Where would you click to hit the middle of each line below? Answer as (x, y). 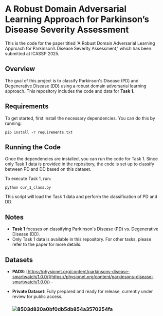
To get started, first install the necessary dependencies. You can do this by (80, 118)
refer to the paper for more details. (47, 244)
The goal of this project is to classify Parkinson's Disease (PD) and (72, 80)
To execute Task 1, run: (28, 178)
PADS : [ (20, 271)
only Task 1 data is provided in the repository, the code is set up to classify (80, 164)
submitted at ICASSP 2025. (32, 53)
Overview (20, 69)
